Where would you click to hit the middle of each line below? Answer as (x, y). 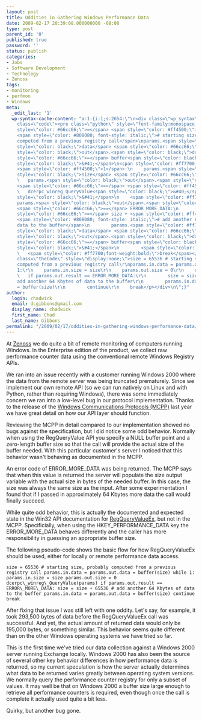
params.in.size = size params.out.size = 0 (62, 577)
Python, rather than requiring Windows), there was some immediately (92, 394)
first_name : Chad (33, 315)
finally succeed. (26, 500)
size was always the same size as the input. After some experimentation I (97, 487)
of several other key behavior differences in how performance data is (92, 660)
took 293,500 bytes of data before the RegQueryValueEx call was (87, 616)
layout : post (23, 12)
